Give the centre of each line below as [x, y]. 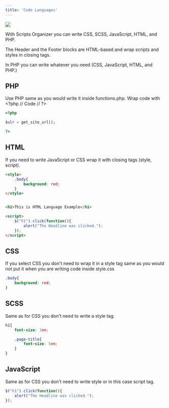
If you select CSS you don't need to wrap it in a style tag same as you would [85, 264]
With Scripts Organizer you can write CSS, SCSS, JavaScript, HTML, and [81, 34]
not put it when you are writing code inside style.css [60, 269]
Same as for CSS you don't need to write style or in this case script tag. [80, 381]
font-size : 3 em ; [32, 330]
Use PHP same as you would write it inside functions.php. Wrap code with [83, 98]
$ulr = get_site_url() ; [30, 122]
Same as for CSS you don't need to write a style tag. [60, 316]
